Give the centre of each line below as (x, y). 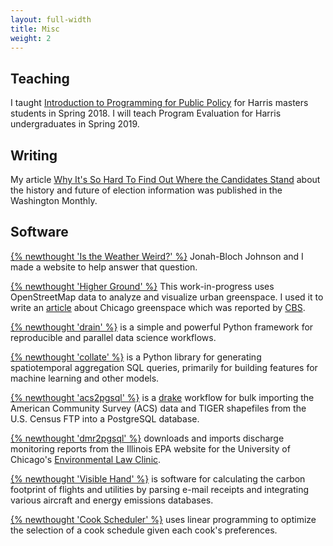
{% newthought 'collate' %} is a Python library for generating (136, 357)
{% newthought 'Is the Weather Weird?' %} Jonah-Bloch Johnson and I (157, 256)
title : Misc (35, 29)
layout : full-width (51, 19)
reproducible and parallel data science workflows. (113, 337)
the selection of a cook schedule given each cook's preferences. (144, 530)
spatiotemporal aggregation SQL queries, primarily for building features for (164, 367)
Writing (34, 155)
